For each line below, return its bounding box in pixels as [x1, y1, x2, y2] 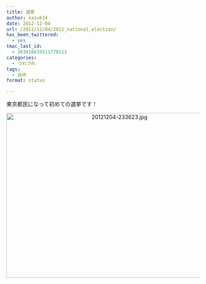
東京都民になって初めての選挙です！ [6, 101, 98, 108]
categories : [6, 55, 37, 61]
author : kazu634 [6, 15, 48, 21]
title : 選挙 [6, 9, 35, 15]
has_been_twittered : [6, 32, 59, 38]
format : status [6, 77, 45, 83]
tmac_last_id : [6, 44, 43, 50]
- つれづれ [12, 60, 36, 66]
